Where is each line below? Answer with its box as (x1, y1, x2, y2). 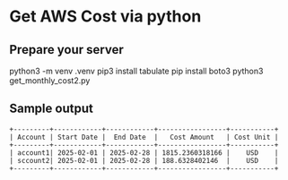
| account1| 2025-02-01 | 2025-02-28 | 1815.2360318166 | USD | (9, 148, 279, 158)
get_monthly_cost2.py (9, 75, 91, 86)
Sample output (9, 101, 94, 116)
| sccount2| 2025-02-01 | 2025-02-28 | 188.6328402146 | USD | (9, 156, 279, 165)
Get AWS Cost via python (9, 6, 202, 27)
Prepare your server (9, 42, 124, 57)
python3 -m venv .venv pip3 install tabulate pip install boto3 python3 (9, 65, 264, 76)
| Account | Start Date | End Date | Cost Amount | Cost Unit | (9, 133, 279, 141)
